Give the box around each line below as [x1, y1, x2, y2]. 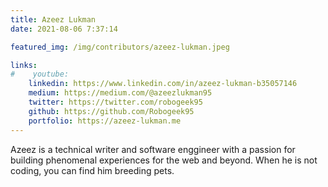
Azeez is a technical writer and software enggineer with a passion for [10, 143, 296, 155]
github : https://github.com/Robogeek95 [28, 106, 195, 116]
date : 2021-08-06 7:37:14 [10, 24, 118, 34]
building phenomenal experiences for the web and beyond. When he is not [10, 154, 318, 166]
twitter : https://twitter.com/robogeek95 [28, 97, 203, 107]
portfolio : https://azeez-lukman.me [28, 116, 182, 126]
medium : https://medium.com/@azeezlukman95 [28, 88, 213, 98]
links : [10, 60, 38, 70]
